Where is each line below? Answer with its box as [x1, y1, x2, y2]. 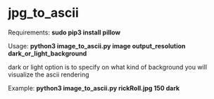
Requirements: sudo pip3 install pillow [8, 28, 121, 37]
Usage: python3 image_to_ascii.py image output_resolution [8, 41, 186, 50]
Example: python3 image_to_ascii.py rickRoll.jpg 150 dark [8, 84, 180, 92]
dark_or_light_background [8, 49, 87, 58]
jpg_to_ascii [8, 5, 80, 21]
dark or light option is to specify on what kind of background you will [8, 62, 207, 71]
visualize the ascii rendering [8, 70, 89, 79]
